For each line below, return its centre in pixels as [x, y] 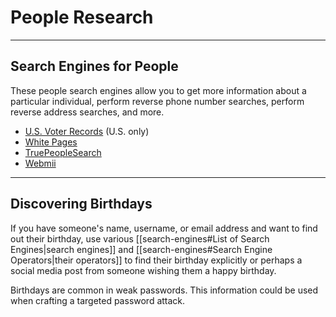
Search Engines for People [94, 66]
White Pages [51, 142]
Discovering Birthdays [81, 204]
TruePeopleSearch [63, 152]
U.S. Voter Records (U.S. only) [87, 131]
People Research [82, 17]
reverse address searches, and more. [87, 112]
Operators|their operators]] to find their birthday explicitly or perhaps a [156, 260]
